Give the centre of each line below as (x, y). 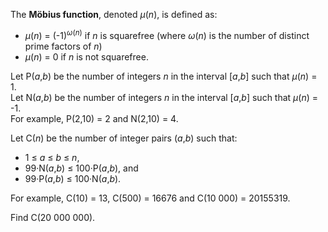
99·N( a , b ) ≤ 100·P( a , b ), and (81, 168)
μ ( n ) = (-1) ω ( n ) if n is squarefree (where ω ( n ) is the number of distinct (167, 34)
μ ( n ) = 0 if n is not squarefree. (86, 56)
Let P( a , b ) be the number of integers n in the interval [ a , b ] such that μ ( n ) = (164, 76)
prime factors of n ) (63, 46)
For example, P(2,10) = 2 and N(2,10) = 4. (94, 118)
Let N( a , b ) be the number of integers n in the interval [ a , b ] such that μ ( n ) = (164, 97)
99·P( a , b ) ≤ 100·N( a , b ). (73, 178)
